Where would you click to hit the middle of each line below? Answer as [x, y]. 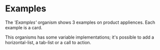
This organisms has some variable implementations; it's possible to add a [80, 37]
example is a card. [24, 27]
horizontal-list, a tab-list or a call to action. [48, 42]
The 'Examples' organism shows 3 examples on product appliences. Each [80, 22]
